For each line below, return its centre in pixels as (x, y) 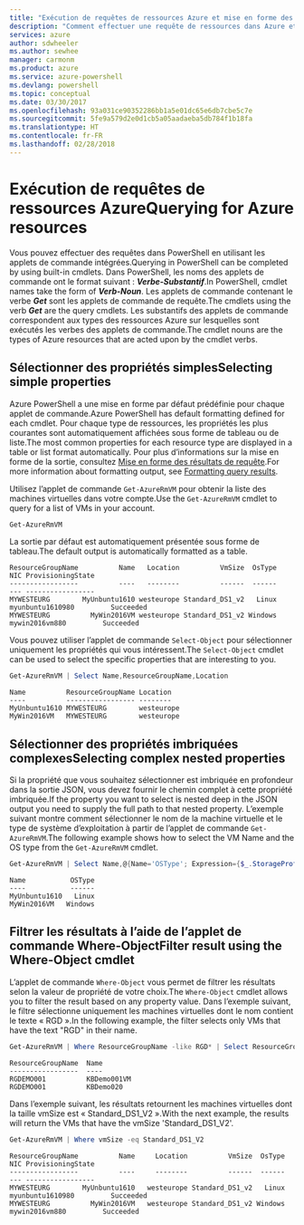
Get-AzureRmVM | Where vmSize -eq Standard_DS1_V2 (107, 1139)
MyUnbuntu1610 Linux (52, 896)
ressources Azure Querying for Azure (152, 208)
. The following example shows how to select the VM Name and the (170, 838)
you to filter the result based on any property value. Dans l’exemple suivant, (150, 1001)
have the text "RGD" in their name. (73, 1030)
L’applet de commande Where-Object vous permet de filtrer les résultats (142, 982)
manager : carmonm (42, 60)
